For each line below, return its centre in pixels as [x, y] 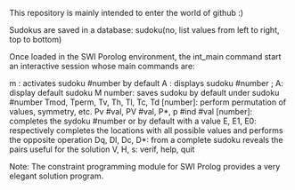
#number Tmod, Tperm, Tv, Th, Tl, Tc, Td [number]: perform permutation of [148, 102]
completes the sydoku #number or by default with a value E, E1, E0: [133, 121]
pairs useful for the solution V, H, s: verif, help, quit [102, 149]
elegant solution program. [57, 176]
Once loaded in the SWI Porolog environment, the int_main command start [145, 56]
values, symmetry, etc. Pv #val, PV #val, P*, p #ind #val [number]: [131, 111]
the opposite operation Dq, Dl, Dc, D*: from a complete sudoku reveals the [146, 140]
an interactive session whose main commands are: [102, 66]
